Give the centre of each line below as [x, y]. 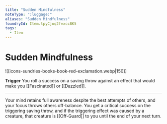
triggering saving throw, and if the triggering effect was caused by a [75, 111]
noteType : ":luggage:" [29, 14]
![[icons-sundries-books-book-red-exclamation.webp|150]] [66, 71]
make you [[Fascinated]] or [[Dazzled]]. [45, 86]
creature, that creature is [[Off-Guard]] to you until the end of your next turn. [83, 116]
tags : [11, 28]
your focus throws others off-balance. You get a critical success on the [78, 105]
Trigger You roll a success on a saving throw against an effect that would [80, 80]
